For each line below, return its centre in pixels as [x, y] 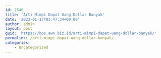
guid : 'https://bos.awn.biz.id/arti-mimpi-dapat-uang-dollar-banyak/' [81, 33]
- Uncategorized [32, 47]
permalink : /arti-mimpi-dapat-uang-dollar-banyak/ [60, 38]
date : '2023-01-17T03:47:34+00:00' [43, 19]
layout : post [19, 29]
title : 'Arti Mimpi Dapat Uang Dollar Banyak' [55, 15]
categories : [18, 43]
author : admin [20, 24]
